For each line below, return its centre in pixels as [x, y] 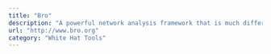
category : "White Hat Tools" [57, 38]
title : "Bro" [30, 15]
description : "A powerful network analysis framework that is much [124, 23]
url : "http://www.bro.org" [54, 30]
